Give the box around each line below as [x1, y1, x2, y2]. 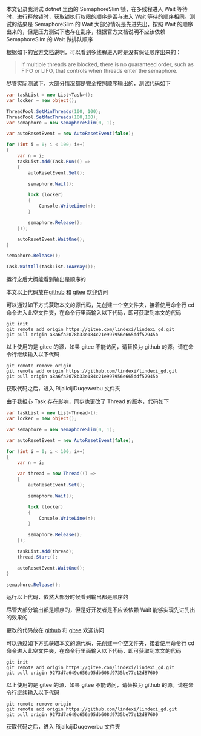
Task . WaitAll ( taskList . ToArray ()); [6, 264, 96, 270]
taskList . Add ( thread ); [17, 548, 74, 554]
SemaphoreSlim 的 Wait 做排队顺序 [6, 36, 93, 43]
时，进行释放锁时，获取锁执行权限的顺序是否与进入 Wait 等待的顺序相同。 [6, 13, 190, 20]
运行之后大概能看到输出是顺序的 [6, 276, 86, 283]
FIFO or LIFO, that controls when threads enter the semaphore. [21, 67, 178, 74]
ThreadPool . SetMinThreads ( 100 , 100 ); [6, 108, 102, 114]
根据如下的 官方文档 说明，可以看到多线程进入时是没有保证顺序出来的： [6, 49, 182, 56]
